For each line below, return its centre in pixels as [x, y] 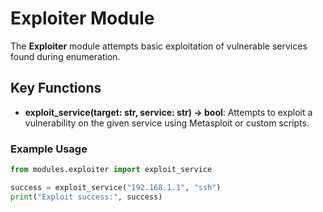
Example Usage [49, 149]
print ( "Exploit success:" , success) [86, 197]
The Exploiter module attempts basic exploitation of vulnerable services [159, 46]
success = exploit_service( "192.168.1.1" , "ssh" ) [116, 187]
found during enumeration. [65, 56]
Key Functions [56, 88]
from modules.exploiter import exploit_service [111, 170]
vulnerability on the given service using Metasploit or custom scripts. [167, 123]
